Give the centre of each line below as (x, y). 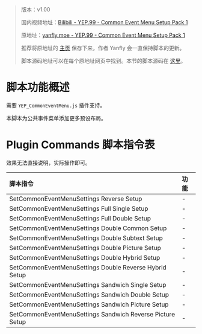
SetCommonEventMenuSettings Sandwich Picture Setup (89, 304)
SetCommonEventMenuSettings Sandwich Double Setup (89, 294)
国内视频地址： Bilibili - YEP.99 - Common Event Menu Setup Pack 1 (104, 22)
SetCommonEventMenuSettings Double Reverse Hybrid (88, 267)
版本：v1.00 (35, 9)
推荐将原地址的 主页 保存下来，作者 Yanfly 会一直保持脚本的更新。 (103, 48)
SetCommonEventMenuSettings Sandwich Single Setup (88, 284)
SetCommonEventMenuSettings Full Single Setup (79, 208)
